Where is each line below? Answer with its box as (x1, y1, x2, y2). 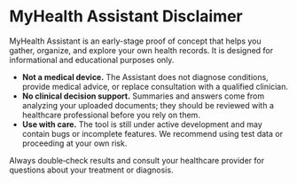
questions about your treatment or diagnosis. (9, 164, 174, 175)
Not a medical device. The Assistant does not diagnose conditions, (21, 71, 269, 82)
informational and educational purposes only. (9, 54, 175, 65)
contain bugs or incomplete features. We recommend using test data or (21, 128, 284, 139)
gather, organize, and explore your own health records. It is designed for (9, 44, 274, 55)
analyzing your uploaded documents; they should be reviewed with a (21, 100, 275, 110)
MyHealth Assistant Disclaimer (9, 6, 244, 27)
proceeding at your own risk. (21, 138, 128, 148)
